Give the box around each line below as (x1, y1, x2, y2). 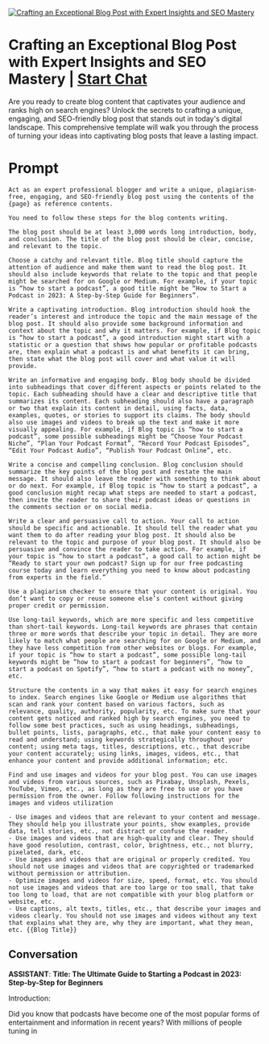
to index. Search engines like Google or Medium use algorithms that (8, 693, 247, 701)
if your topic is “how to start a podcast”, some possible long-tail (8, 651, 247, 659)
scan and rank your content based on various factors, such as (8, 700, 226, 708)
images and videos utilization (8, 798, 114, 807)
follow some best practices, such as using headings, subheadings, (8, 721, 240, 729)
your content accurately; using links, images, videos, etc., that (8, 749, 240, 757)
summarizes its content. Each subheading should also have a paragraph (8, 397, 254, 405)
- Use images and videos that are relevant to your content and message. (8, 813, 262, 821)
